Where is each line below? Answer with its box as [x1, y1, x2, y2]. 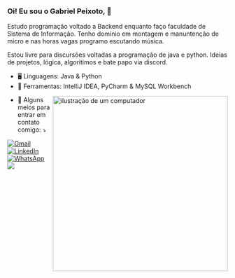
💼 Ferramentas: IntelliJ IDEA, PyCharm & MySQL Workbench [17, 82, 192, 90]
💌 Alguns [17, 96, 44, 104]
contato [17, 118, 40, 127]
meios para [17, 103, 50, 111]
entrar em [17, 111, 46, 119]
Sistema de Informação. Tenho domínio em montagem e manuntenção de [7, 29, 219, 38]
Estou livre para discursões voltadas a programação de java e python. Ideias [7, 50, 227, 59]
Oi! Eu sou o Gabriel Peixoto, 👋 [7, 6, 112, 16]
